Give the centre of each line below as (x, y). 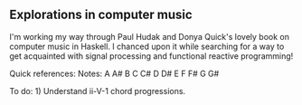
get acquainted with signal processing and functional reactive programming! (151, 56)
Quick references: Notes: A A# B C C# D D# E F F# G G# (114, 73)
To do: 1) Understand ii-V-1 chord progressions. (98, 91)
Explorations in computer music (101, 15)
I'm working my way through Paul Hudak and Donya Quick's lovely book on (149, 36)
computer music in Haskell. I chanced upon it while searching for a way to (147, 46)
